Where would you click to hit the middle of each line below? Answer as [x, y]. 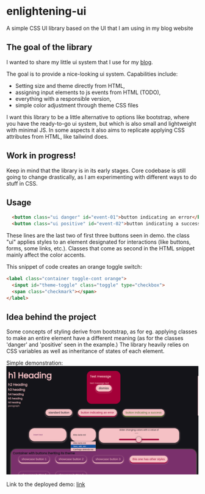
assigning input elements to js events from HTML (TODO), [88, 92]
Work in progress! [41, 156]
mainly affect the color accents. [46, 255]
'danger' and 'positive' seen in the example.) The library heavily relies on [98, 345]
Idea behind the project [51, 317]
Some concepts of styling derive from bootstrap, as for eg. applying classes [102, 332]
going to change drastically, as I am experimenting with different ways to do [102, 177]
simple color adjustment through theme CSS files [77, 105]
